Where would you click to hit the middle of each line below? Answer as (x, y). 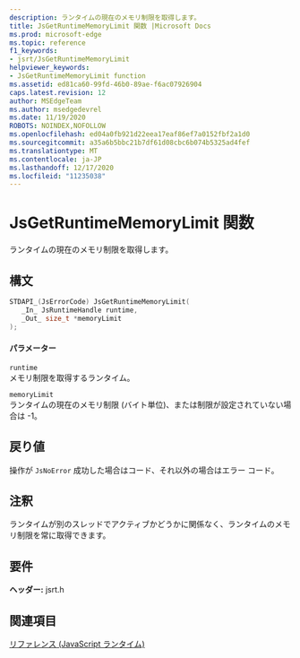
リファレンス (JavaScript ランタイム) (77, 644)
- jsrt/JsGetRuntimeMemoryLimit (69, 59)
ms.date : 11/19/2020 (48, 117)
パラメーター (33, 348)
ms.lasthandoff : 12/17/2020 (62, 168)
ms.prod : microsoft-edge (56, 34)
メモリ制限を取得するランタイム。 (72, 377)
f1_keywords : (34, 51)
